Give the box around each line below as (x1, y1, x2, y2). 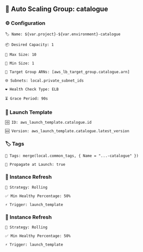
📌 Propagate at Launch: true (5, 162, 66, 167)
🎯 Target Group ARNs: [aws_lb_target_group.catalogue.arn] (5, 69, 130, 74)
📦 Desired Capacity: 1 (5, 42, 54, 47)
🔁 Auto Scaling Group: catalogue (5, 5, 108, 13)
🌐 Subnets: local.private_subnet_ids (5, 78, 84, 83)
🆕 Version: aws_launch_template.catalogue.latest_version (5, 128, 130, 134)
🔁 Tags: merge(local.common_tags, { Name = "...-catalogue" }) (5, 153, 139, 158)
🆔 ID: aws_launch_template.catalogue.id (5, 120, 92, 125)
